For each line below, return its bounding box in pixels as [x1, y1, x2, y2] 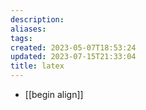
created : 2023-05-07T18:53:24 [10, 42, 137, 53]
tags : [10, 33, 33, 43]
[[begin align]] [24, 89, 84, 100]
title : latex [10, 61, 65, 71]
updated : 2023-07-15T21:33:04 [10, 52, 137, 62]
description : [10, 14, 65, 25]
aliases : [10, 24, 47, 34]
